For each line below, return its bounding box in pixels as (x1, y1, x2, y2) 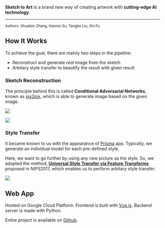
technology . (5, 9, 30, 15)
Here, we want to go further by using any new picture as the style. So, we (5, 155, 154, 162)
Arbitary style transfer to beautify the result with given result (12, 65, 135, 70)
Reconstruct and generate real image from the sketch (12, 59, 121, 65)
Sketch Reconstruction (5, 77, 61, 84)
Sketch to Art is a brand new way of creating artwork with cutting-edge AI (5, 4, 157, 10)
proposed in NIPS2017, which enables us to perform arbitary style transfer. (5, 166, 156, 172)
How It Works (5, 37, 48, 45)
